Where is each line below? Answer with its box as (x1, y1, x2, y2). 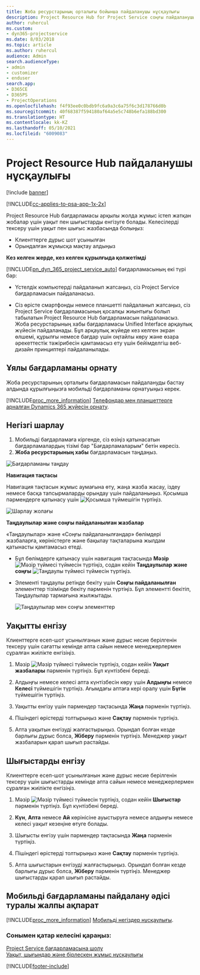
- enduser (6, 75, 31, 81)
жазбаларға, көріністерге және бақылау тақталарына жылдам (6, 537, 165, 544)
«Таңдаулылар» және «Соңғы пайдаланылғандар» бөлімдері (6, 531, 161, 538)
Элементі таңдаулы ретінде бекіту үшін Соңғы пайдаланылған (14, 579, 177, 586)
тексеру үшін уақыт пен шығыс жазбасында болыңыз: (6, 224, 145, 231)
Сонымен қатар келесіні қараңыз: (6, 931, 112, 939)
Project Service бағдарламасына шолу (6, 945, 104, 952)
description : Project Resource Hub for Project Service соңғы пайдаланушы (6, 14, 196, 20)
